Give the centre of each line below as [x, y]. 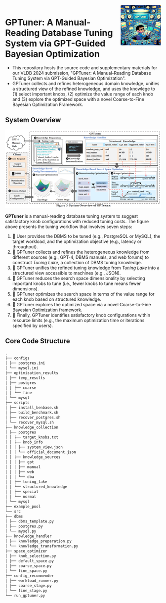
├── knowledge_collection [32, 427]
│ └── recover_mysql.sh [30, 422]
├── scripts [17, 403]
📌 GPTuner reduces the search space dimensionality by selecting [79, 278]
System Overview [33, 120]
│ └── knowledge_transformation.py [42, 546]
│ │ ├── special [22, 492]
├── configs [17, 358]
